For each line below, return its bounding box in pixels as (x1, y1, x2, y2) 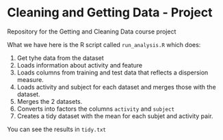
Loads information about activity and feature (16, 61, 143, 69)
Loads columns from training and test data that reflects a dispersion (16, 68, 209, 76)
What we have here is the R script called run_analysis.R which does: (7, 40, 201, 48)
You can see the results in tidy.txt (7, 125, 106, 133)
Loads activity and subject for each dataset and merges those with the (16, 83, 217, 91)
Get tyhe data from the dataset (16, 53, 104, 62)
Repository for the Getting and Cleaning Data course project (7, 27, 176, 36)
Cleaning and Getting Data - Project (7, 5, 213, 20)
